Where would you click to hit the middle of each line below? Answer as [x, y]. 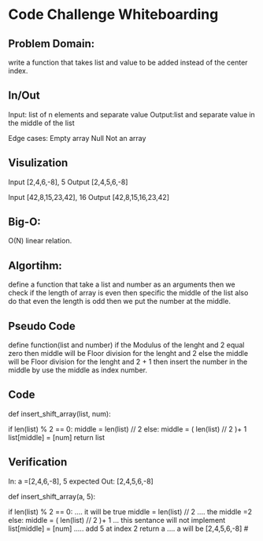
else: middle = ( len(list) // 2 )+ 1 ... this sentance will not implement [117, 520]
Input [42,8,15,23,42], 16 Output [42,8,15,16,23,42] [89, 197]
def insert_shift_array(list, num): [60, 413]
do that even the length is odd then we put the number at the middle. [119, 302]
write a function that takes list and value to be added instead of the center [128, 62]
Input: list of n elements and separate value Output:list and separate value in [132, 114]
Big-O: [24, 222]
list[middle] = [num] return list [56, 437]
